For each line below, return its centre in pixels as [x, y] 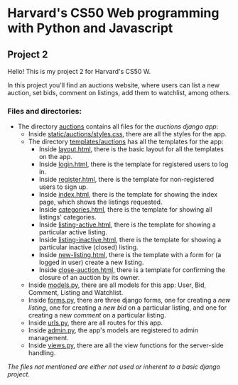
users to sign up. [64, 187]
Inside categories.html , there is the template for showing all [125, 210]
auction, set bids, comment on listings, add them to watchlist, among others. [119, 93]
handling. [42, 353]
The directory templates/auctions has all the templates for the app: [126, 142]
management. [48, 338]
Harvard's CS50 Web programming [113, 13]
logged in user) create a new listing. [91, 262]
